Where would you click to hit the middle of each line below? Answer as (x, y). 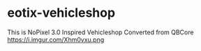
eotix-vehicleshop (61, 13)
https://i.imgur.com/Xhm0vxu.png (56, 39)
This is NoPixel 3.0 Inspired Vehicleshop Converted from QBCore (100, 32)
